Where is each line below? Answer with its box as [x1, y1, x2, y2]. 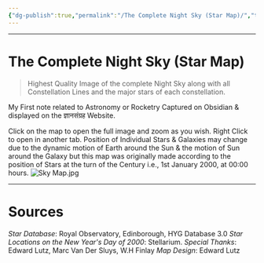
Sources [8, 203, 64, 221]
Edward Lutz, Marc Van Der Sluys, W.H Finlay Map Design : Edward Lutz [8, 245, 240, 255]
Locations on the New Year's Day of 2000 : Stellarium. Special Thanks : [8, 237, 237, 247]
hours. [8, 168, 29, 177]
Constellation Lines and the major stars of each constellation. [27, 87, 226, 97]
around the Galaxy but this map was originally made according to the [8, 151, 232, 161]
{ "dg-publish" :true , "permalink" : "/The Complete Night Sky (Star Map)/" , [8, 11, 251, 20]
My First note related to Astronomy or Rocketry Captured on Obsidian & [8, 102, 240, 111]
